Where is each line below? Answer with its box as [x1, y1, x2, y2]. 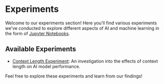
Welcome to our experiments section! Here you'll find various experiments [5, 20, 157, 26]
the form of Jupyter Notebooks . [5, 30, 70, 36]
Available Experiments [5, 45, 76, 53]
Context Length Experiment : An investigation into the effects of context [12, 58, 158, 64]
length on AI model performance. [12, 63, 81, 69]
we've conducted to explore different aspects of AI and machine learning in [5, 25, 160, 31]
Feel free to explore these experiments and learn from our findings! [5, 73, 143, 79]
